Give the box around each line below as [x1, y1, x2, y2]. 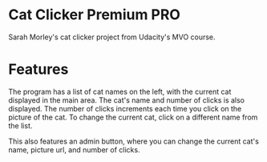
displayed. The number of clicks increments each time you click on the [8, 103, 242, 113]
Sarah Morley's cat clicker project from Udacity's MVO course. [8, 32, 216, 42]
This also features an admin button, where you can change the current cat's [8, 136, 259, 146]
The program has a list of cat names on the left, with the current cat [8, 87, 232, 96]
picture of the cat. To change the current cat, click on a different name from [8, 112, 258, 122]
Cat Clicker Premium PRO [8, 6, 180, 24]
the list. [8, 120, 33, 130]
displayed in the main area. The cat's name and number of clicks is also [8, 95, 245, 105]
